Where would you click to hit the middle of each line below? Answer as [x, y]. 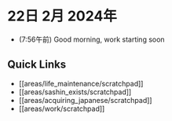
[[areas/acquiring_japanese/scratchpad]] [85, 100]
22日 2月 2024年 [62, 16]
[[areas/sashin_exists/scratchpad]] [75, 92]
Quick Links [37, 65]
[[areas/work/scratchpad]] [62, 108]
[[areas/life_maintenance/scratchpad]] [81, 83]
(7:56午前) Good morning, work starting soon [92, 39]
